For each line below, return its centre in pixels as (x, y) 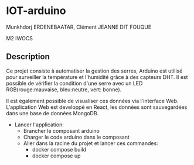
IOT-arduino (36, 11)
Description (28, 57)
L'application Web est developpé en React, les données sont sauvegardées (97, 107)
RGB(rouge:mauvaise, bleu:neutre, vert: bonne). (64, 90)
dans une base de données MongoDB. (52, 113)
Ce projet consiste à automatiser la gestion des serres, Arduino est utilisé (94, 71)
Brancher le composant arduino (61, 130)
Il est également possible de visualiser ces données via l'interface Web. (92, 101)
